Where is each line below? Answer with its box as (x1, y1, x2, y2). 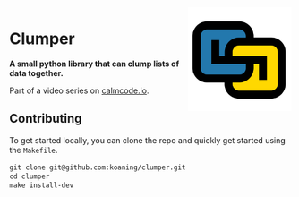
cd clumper (9, 172, 50, 181)
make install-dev (9, 181, 74, 190)
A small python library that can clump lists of (9, 58, 180, 69)
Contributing (9, 111, 82, 126)
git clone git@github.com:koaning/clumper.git (9, 163, 186, 172)
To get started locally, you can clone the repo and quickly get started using (9, 134, 286, 145)
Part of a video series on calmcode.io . (9, 85, 149, 96)
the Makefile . (9, 144, 58, 155)
